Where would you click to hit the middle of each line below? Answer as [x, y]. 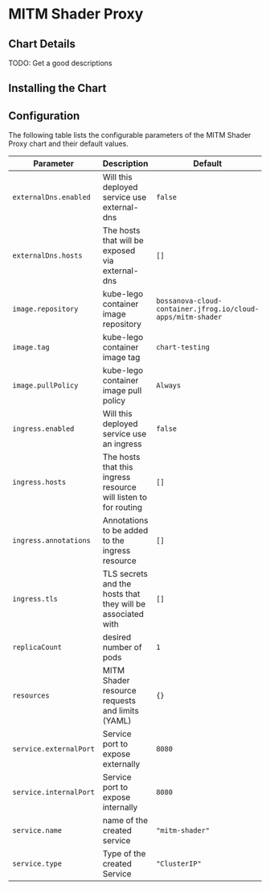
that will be [123, 241]
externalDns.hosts [47, 256]
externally [121, 764]
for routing [123, 507]
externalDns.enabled [51, 197]
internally [120, 808]
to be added [125, 531]
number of [122, 648]
